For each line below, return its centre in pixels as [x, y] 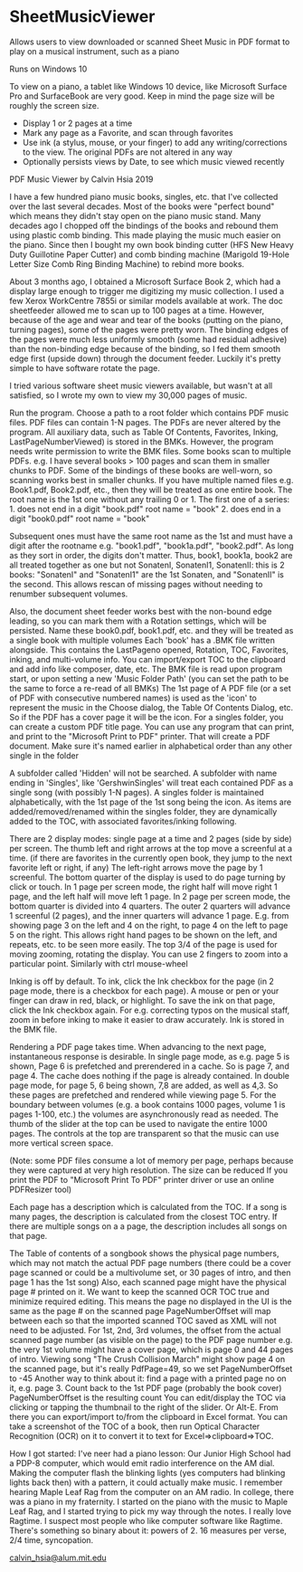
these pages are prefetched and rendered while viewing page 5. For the [143, 1095]
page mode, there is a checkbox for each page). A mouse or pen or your [144, 991]
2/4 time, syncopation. [52, 1539]
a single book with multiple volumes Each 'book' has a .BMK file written [142, 640]
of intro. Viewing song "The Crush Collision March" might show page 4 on [147, 1358]
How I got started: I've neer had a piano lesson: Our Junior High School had [150, 1453]
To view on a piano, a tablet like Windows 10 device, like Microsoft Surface [148, 86]
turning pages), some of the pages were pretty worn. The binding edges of [149, 329]
